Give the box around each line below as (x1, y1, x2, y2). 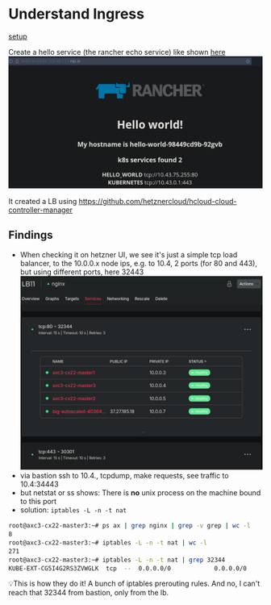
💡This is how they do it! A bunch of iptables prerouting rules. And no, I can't (8, 578, 261, 589)
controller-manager (8, 205, 73, 215)
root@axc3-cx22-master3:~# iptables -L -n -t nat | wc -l (8, 538, 207, 547)
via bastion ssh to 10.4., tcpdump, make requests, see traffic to (19, 471, 229, 481)
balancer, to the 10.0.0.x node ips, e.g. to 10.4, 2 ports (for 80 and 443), (19, 258, 258, 268)
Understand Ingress (8, 5, 145, 23)
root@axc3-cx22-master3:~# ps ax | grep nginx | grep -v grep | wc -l (8, 522, 251, 530)
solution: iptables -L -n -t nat (19, 505, 127, 515)
